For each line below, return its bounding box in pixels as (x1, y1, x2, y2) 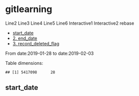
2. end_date (12, 35, 37, 41)
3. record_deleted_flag (12, 40, 60, 46)
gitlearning (5, 4, 53, 15)
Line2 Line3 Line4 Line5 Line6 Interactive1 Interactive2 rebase (5, 20, 134, 26)
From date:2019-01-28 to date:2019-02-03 (5, 50, 94, 56)
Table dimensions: (5, 60, 43, 66)
